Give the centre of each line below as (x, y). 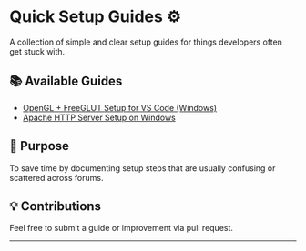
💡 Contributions (56, 206)
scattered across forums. (56, 177)
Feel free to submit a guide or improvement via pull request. (122, 228)
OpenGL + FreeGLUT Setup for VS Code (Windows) (119, 107)
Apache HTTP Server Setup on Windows (99, 117)
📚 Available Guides (66, 81)
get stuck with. (37, 51)
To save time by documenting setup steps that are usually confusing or (143, 168)
